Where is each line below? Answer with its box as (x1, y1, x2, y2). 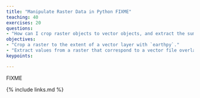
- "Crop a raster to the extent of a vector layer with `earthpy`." (6, 42, 180, 48)
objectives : (6, 36, 36, 42)
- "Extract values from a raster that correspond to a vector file (6, 48, 177, 53)
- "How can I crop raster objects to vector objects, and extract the (6, 31, 185, 37)
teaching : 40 (6, 14, 39, 20)
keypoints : (6, 53, 33, 59)
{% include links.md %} (6, 86, 64, 93)
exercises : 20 (6, 20, 42, 26)
